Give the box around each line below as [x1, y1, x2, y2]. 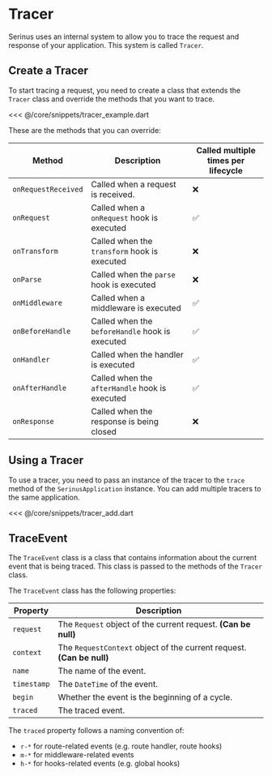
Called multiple [196, 144, 257, 156]
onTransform [12, 247, 59, 255]
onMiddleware [12, 298, 63, 307]
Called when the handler [91, 349, 184, 360]
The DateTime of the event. [57, 679, 159, 690]
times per [206, 155, 245, 166]
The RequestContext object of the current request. [57, 642, 247, 654]
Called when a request [91, 178, 176, 190]
